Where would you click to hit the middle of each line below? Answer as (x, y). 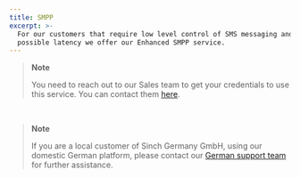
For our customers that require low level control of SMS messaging (147, 34)
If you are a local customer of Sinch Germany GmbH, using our (146, 146)
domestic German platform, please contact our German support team (158, 156)
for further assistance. (72, 165)
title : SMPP (31, 17)
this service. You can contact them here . (105, 94)
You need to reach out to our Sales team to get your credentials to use (160, 85)
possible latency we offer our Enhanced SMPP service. (121, 42)
